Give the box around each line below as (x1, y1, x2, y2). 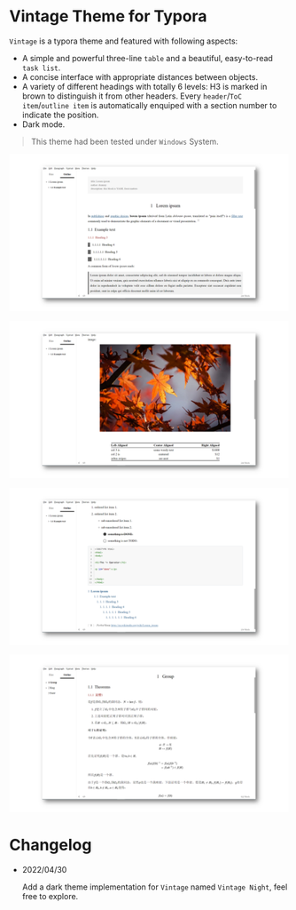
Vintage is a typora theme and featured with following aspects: (9, 36, 238, 46)
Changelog (9, 835, 92, 855)
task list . (21, 62, 61, 73)
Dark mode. (21, 118, 66, 130)
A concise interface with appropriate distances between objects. (21, 71, 259, 82)
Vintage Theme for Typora (9, 6, 207, 27)
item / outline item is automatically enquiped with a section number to (21, 100, 277, 110)
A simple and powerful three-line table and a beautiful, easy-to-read (21, 52, 273, 63)
